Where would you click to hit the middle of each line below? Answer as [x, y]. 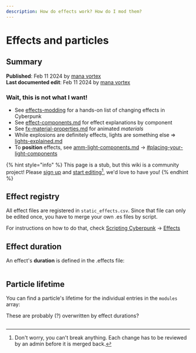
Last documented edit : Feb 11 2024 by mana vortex [68, 82]
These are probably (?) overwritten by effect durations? [73, 316]
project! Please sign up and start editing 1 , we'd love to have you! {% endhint [97, 171]
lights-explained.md [38, 141]
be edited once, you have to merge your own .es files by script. [82, 217]
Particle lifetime [36, 284]
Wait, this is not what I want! [47, 97]
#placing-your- [165, 147]
